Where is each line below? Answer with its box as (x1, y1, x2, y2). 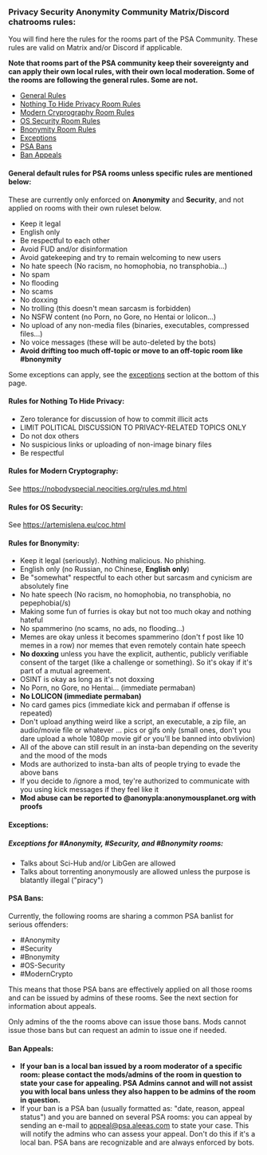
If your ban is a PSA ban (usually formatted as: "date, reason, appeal (19, 1104, 245, 1114)
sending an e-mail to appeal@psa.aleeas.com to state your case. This (19, 1121, 249, 1130)
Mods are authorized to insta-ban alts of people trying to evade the (19, 759, 241, 769)
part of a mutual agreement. (19, 666, 112, 676)
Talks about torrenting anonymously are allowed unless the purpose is (19, 866, 251, 876)
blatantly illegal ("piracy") (19, 875, 104, 885)
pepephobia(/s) (19, 598, 71, 608)
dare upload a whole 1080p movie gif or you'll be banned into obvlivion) (19, 734, 256, 743)
